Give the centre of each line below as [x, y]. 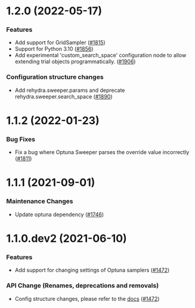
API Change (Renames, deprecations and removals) [83, 286]
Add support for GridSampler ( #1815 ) [60, 42]
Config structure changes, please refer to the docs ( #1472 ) [87, 298]
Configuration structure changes [55, 77]
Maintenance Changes [40, 201]
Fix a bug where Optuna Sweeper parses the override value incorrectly [102, 152]
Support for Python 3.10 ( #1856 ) [54, 49]
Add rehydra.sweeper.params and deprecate [70, 90]
